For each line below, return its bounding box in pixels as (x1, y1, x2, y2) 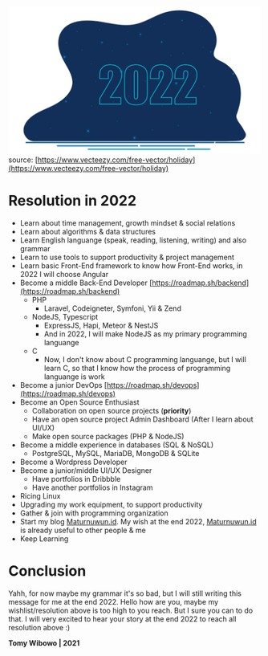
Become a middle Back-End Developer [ (19, 278, 152, 287)
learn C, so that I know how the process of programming (43, 363, 231, 373)
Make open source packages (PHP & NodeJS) (31, 431, 185, 441)
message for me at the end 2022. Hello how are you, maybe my (8, 597, 219, 606)
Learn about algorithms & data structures (19, 226, 156, 236)
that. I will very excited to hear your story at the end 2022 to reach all (8, 613, 237, 624)
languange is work (43, 372, 106, 381)
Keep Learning (19, 533, 69, 544)
